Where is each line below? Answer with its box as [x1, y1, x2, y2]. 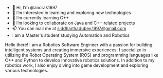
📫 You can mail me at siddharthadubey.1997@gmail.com [12, 26, 127, 31]
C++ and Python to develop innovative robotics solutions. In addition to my [5, 57, 155, 63]
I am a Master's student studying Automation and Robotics [12, 32, 130, 38]
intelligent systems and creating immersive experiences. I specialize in [5, 47, 146, 53]
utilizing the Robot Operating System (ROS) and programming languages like [5, 52, 159, 58]
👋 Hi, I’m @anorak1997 [12, 5, 57, 10]
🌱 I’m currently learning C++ [12, 15, 69, 20]
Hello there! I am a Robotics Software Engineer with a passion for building [5, 42, 153, 47]
